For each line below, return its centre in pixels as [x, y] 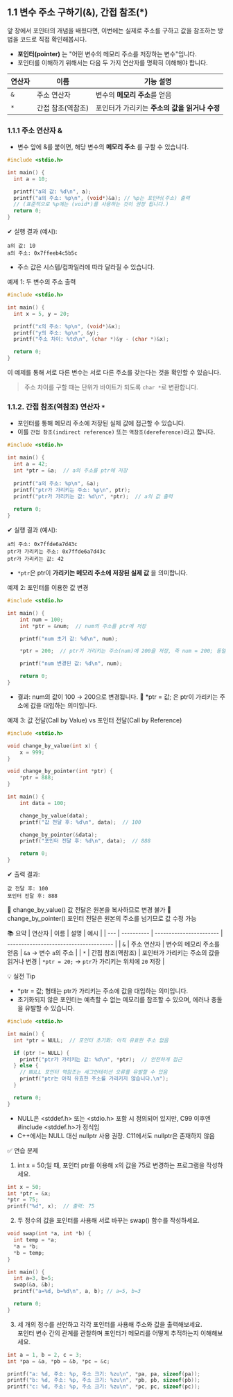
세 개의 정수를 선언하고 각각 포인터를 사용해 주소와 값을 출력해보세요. [110, 1324]
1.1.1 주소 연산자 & [35, 130]
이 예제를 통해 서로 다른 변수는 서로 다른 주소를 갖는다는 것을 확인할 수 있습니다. [114, 373]
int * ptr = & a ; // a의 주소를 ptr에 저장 [71, 471]
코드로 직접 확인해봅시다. [53, 39]
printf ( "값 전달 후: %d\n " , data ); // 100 [80, 822]
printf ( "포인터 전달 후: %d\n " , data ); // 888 [85, 841]
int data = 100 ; [43, 803]
